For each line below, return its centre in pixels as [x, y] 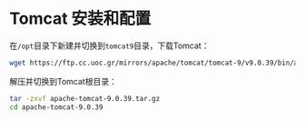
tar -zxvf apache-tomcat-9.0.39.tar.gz [85, 98]
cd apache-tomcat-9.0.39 [56, 107]
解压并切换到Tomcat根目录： [64, 81]
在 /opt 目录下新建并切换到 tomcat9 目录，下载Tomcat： [109, 45]
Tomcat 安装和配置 [80, 19]
